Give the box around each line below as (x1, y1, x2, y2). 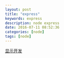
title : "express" (5, 12, 40, 16)
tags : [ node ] (5, 34, 32, 39)
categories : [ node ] (5, 29, 45, 34)
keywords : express (5, 16, 42, 21)
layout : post (5, 7, 32, 12)
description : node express (5, 20, 60, 26)
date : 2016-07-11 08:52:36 (5, 25, 60, 30)
